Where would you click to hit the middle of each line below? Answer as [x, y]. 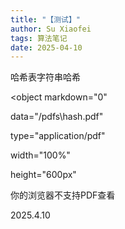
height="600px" [43, 175]
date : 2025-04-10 [46, 47]
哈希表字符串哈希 [45, 77]
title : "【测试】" [46, 19]
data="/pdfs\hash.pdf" [57, 117]
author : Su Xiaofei [51, 29]
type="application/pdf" [58, 136]
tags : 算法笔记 [39, 38]
